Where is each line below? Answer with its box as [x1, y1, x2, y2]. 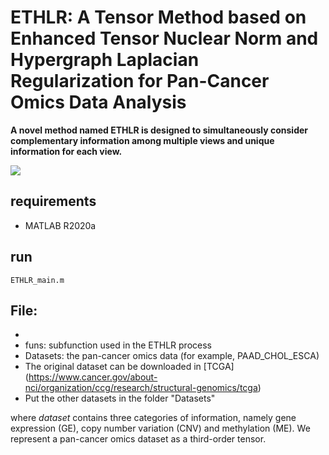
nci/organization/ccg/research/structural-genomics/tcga [24, 382, 258, 394]
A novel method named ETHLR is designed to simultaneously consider [10, 124, 309, 136]
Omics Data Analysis [10, 91, 187, 114]
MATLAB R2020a [24, 219, 97, 231]
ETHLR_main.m [10, 275, 65, 285]
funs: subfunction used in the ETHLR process [24, 339, 212, 351]
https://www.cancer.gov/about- [28, 371, 158, 383]
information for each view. [10, 145, 123, 157]
